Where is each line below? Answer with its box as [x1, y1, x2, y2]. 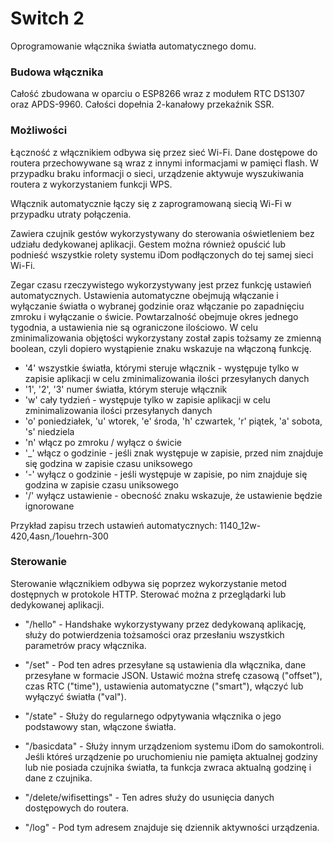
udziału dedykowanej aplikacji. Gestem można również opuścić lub [10, 238, 287, 250]
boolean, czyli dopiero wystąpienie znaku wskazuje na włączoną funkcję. [10, 342, 312, 354]
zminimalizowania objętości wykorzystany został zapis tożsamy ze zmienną [10, 332, 322, 344]
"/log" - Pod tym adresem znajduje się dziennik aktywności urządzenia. [24, 821, 320, 833]
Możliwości [10, 123, 68, 137]
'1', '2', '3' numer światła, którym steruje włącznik [24, 383, 228, 395]
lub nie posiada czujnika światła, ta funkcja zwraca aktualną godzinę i [24, 761, 312, 773]
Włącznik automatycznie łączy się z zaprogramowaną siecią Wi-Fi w [10, 197, 292, 209]
